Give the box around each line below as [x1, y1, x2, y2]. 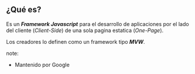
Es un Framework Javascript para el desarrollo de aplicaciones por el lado [6, 20, 189, 27]
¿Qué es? [6, 5, 41, 15]
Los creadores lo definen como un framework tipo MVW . [6, 38, 145, 45]
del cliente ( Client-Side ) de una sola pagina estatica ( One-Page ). [6, 27, 164, 34]
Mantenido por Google [14, 61, 70, 68]
